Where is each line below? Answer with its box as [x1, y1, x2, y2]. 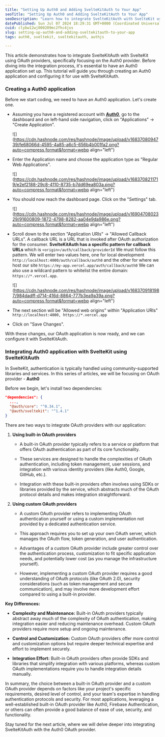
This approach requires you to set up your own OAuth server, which [19, 530, 157, 536]
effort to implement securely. [12, 646, 71, 652]
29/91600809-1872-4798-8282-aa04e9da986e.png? [12, 217, 121, 222]
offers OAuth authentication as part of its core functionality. [19, 446, 140, 452]
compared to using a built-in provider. [19, 591, 96, 597]
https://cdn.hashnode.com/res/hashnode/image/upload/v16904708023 [14, 211, 159, 217]
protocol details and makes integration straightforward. [19, 491, 131, 497]
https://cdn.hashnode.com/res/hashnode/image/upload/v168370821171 [14, 176, 158, 182]
